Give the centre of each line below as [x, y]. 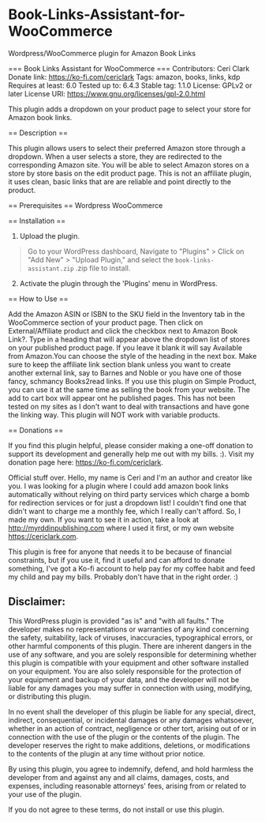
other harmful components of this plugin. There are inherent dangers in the [130, 646]
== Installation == [37, 221]
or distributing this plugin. [50, 696]
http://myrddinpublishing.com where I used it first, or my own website [121, 528]
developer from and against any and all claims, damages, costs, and [119, 777]
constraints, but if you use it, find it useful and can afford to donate [117, 560]
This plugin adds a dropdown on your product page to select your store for [129, 109]
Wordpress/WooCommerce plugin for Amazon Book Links [102, 53]
